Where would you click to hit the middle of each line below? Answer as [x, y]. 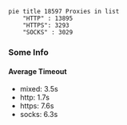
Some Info [29, 52]
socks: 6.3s [39, 115]
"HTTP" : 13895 [48, 18]
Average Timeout [38, 71]
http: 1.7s [35, 98]
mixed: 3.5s [39, 89]
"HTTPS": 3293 [46, 25]
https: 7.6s [37, 106]
